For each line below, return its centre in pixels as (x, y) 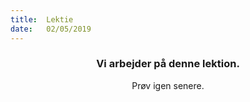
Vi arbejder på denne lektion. (168, 64)
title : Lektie (42, 19)
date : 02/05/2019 (51, 29)
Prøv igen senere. (168, 85)
